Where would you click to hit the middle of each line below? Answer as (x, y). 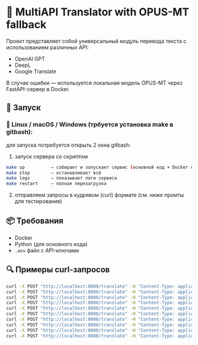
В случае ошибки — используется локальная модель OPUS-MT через (94, 83)
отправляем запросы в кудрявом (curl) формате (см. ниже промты (99, 195)
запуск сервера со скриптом (51, 156)
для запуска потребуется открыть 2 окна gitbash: (68, 145)
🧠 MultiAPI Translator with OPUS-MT (98, 12)
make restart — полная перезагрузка (57, 184)
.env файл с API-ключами (47, 250)
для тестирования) (38, 201)
